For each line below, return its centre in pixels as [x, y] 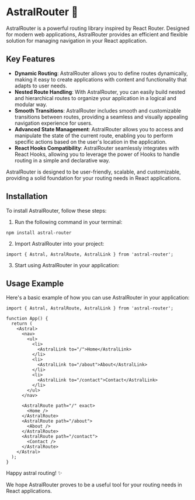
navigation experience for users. [53, 123]
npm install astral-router [39, 233]
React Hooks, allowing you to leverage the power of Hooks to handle [97, 154]
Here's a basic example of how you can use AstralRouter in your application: [98, 298]
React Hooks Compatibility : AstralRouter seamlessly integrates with [97, 148]
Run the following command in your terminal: [68, 222]
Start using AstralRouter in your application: [67, 265]
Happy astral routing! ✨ [34, 473]
